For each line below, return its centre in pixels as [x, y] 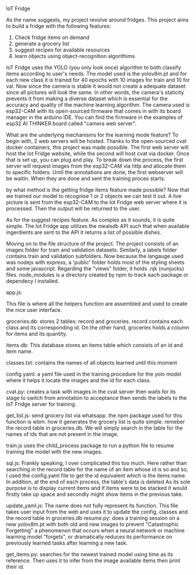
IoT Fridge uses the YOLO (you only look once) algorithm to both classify [94, 67]
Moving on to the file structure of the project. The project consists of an [92, 244]
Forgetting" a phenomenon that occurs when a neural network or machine [95, 530]
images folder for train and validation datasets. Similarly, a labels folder [92, 250]
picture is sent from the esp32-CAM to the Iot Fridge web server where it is [97, 202]
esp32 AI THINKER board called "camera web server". [71, 123]
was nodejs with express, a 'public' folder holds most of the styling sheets [95, 262]
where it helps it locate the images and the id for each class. [78, 380]
